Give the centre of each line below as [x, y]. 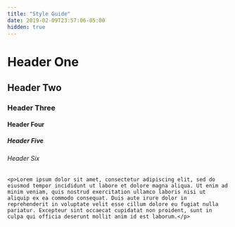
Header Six [24, 159]
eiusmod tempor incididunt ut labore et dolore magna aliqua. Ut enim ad [118, 186]
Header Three [32, 108]
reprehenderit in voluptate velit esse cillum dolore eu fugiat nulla [113, 204]
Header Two [34, 88]
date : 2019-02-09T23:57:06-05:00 [56, 20]
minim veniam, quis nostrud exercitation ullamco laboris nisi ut [107, 192]
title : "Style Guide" [39, 14]
